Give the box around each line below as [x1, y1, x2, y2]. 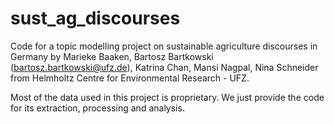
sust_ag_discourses [10, 7, 181, 30]
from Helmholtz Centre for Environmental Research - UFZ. [10, 72, 250, 84]
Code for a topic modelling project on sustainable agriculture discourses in [10, 40, 318, 52]
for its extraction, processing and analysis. [10, 102, 185, 114]
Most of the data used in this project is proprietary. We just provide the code [10, 91, 325, 103]
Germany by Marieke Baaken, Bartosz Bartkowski [10, 50, 214, 62]
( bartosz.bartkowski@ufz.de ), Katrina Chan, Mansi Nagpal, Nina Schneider [10, 61, 319, 73]
